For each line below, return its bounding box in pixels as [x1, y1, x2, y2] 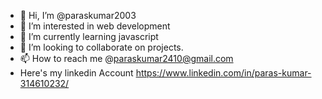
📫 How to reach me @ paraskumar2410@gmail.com [19, 53, 234, 64]
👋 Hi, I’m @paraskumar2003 [19, 10, 137, 21]
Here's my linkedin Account [19, 67, 134, 79]
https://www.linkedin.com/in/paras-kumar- [135, 67, 312, 79]
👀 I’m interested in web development [19, 20, 171, 32]
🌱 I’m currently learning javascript [19, 31, 159, 42]
